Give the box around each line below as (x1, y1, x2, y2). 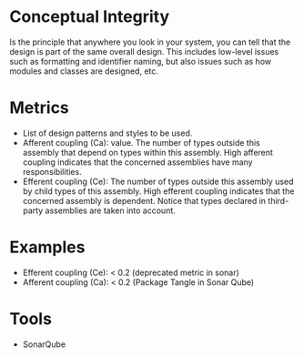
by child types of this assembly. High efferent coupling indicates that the (22, 185, 295, 197)
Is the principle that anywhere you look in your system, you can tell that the (9, 36, 291, 47)
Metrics (9, 97, 70, 118)
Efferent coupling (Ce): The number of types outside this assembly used (22, 176, 294, 187)
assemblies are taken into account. (45, 205, 176, 216)
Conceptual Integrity (9, 6, 170, 27)
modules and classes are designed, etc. (9, 66, 159, 76)
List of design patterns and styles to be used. (22, 127, 193, 138)
